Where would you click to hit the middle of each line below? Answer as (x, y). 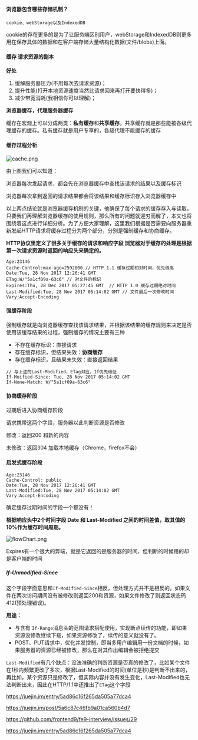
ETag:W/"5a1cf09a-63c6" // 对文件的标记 (54, 279)
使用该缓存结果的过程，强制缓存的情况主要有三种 (65, 332)
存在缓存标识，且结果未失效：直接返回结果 (66, 359)
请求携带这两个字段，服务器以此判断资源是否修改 (65, 423)
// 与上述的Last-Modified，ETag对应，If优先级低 (62, 371)
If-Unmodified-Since (32, 573)
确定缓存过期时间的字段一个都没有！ (50, 508)
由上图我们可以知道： (32, 170)
